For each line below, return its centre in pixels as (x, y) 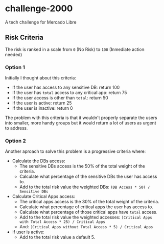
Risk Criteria (24, 37)
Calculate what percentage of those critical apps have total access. (88, 212)
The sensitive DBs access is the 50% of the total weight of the (82, 166)
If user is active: (28, 232)
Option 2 (15, 141)
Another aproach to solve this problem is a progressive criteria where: (75, 151)
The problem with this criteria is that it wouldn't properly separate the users (81, 118)
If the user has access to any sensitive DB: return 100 (66, 87)
